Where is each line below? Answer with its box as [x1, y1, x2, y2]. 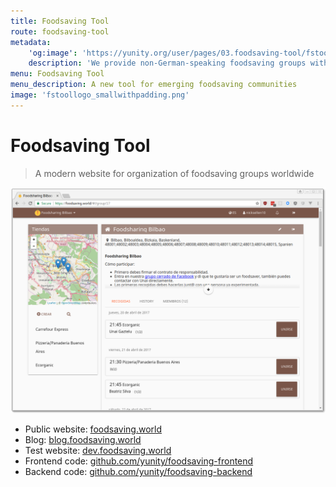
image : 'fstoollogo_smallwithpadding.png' [10, 90, 190, 100]
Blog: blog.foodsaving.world [24, 433, 142, 445]
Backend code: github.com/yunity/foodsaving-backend [24, 465, 253, 477]
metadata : [10, 37, 52, 47]
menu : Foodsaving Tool [10, 69, 105, 79]
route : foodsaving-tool [10, 26, 110, 37]
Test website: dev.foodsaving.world [24, 444, 172, 456]
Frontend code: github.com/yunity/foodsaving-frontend [24, 455, 254, 467]
